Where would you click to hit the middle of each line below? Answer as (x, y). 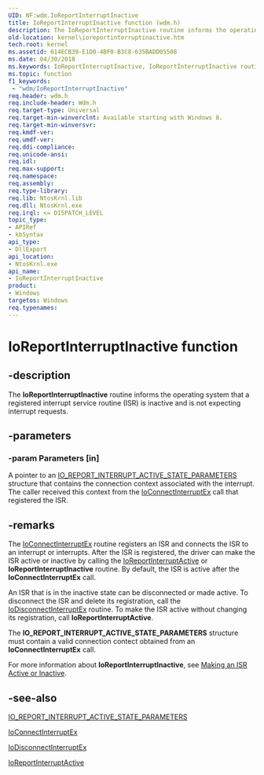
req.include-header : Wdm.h (52, 103)
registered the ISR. (38, 501)
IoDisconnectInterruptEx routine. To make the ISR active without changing (128, 609)
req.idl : (22, 162)
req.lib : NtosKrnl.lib (45, 198)
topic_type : (27, 220)
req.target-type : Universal (54, 111)
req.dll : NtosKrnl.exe (45, 205)
